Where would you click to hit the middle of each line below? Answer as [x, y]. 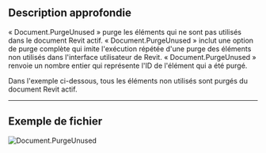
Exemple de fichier [55, 121]
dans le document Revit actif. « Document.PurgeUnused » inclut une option [131, 40]
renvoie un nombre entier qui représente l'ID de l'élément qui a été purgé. [128, 65]
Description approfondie [70, 13]
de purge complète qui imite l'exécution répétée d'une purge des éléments [130, 49]
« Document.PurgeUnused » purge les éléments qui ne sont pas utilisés [125, 32]
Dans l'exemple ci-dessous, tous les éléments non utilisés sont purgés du [128, 80]
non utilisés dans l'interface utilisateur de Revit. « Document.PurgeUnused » [132, 57]
